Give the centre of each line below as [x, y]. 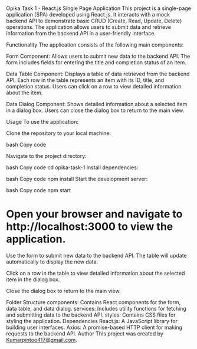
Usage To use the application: [42, 122]
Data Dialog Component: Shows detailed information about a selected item [97, 104]
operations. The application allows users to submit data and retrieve [88, 27]
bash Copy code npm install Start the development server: [77, 179]
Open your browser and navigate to [94, 214]
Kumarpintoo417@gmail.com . [42, 340]
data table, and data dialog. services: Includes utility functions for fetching [96, 309]
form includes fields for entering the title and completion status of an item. [96, 62]
